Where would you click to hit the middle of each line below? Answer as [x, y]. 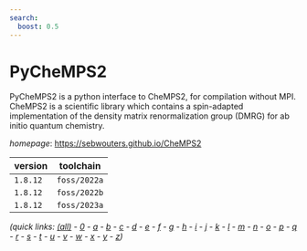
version [31, 166]
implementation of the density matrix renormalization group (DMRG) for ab [149, 116]
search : [24, 18]
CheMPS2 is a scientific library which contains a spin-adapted [127, 107]
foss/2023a [80, 205]
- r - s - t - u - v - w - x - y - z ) [66, 236]
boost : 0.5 [38, 26]
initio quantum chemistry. [57, 126]
